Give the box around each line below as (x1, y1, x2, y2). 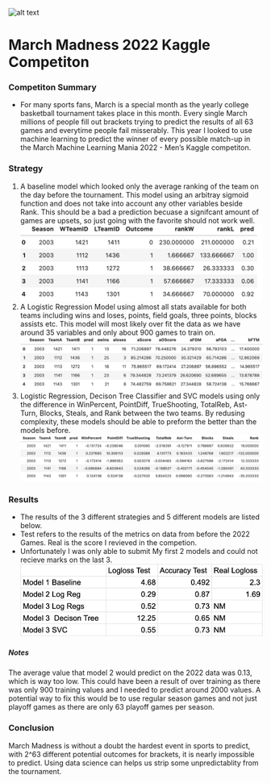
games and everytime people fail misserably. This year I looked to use (19, 126, 252, 135)
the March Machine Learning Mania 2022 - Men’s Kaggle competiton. (19, 143, 252, 152)
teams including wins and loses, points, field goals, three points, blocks (19, 310, 257, 320)
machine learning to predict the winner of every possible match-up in (19, 134, 251, 144)
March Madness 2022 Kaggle (8, 36, 211, 54)
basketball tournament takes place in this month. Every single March (19, 109, 248, 119)
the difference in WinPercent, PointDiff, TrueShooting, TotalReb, (19, 399, 232, 409)
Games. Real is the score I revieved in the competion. (19, 538, 198, 548)
